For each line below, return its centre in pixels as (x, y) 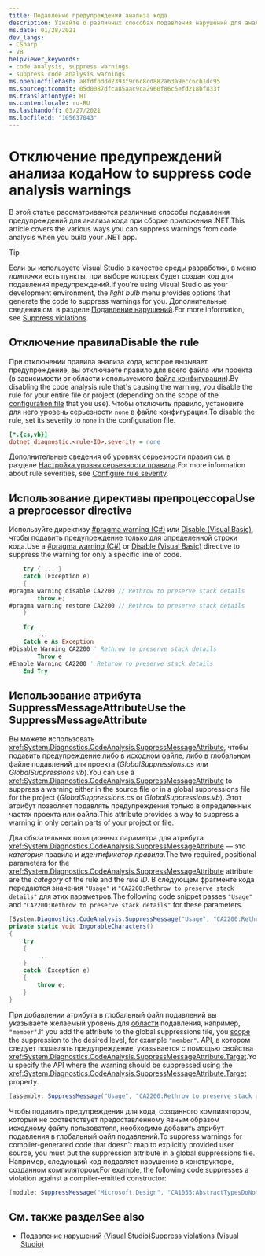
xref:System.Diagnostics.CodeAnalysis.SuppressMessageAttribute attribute (131, 871)
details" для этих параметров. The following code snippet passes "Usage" (131, 896)
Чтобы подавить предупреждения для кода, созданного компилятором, (131, 1111)
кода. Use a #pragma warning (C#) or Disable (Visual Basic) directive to (125, 546)
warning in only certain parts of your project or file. (92, 822)
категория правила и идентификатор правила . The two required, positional (132, 855)
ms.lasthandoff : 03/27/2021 (55, 111)
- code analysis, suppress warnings (69, 67)
